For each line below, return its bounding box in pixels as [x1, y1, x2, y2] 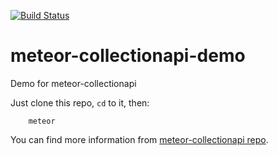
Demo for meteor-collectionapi [10, 77, 137, 89]
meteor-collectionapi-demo [10, 45, 246, 67]
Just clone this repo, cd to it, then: [10, 96, 150, 109]
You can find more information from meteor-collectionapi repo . [10, 133, 269, 145]
